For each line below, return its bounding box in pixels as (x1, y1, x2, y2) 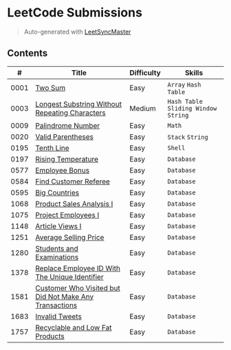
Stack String (167, 133, 208, 141)
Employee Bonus (35, 165, 90, 175)
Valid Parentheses (35, 132, 94, 142)
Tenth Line (35, 143, 70, 153)
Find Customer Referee (35, 177, 110, 186)
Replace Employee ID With (35, 263, 121, 273)
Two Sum (35, 83, 66, 92)
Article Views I (35, 221, 82, 231)
